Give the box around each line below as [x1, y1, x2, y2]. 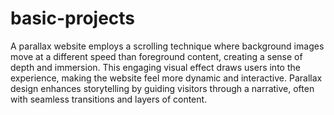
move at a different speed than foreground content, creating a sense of [10, 50, 303, 62]
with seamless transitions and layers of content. [10, 93, 208, 105]
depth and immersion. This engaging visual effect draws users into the [10, 61, 301, 73]
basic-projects [10, 7, 136, 30]
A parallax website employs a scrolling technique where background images [10, 40, 325, 52]
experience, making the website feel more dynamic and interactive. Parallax [10, 72, 323, 84]
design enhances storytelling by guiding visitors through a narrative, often [10, 82, 315, 94]
